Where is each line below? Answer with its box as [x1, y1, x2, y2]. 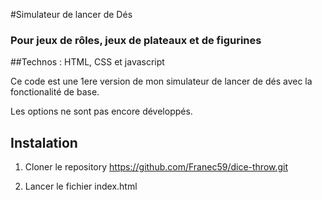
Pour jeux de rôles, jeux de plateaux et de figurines [10, 33, 262, 47]
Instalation [10, 134, 78, 151]
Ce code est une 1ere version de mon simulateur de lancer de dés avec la [10, 75, 313, 88]
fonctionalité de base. [10, 86, 100, 98]
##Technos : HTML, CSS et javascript [10, 56, 165, 68]
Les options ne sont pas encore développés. [10, 105, 193, 118]
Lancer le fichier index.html [24, 180, 138, 193]
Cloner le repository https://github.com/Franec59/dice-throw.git [24, 161, 289, 173]
